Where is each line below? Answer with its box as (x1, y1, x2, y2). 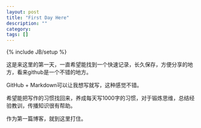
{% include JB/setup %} (6, 48, 67, 55)
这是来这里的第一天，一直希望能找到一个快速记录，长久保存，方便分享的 (6, 61, 188, 68)
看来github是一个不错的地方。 (16, 68, 92, 76)
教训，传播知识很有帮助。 (11, 102, 76, 110)
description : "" (6, 20, 48, 26)
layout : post (6, 9, 40, 15)
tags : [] (6, 32, 29, 38)
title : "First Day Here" (6, 15, 69, 21)
